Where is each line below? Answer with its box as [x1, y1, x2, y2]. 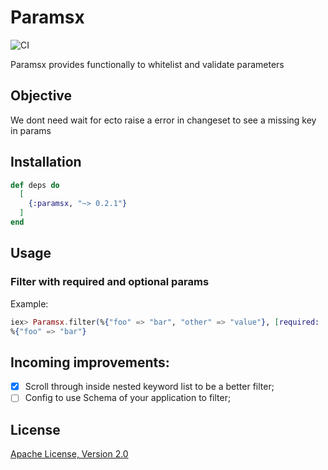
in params [10, 124, 52, 136]
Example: [10, 297, 49, 310]
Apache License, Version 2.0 [10, 448, 129, 460]
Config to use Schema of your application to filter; [24, 392, 232, 404]
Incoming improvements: [10, 354, 170, 371]
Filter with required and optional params [10, 275, 210, 289]
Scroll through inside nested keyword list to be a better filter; [24, 381, 275, 393]
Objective [10, 87, 73, 105]
